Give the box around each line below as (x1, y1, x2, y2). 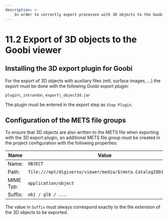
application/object (27, 180, 74, 186)
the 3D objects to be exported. (5, 209, 68, 215)
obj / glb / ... (27, 192, 66, 197)
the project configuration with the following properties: (5, 140, 117, 146)
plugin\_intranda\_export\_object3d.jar (5, 92, 91, 98)
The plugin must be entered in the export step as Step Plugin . (5, 101, 133, 107)
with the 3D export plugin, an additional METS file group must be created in (5, 135, 160, 141)
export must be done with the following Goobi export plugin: (5, 83, 129, 89)
